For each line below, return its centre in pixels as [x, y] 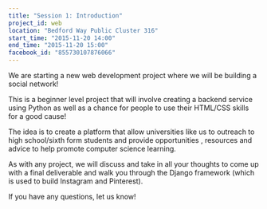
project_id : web [35, 23]
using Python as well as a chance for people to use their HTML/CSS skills [129, 108]
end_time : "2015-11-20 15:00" [59, 45]
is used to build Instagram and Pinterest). [76, 181]
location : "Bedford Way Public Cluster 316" [83, 30]
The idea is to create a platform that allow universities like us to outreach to [132, 132]
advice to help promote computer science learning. [92, 149]
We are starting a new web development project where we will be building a [133, 75]
